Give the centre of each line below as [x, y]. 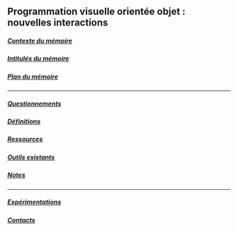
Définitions [24, 122]
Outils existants [31, 157]
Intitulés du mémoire [38, 59]
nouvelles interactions [58, 23]
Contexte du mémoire [40, 40]
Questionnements [34, 103]
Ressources [25, 139]
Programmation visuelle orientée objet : [96, 12]
